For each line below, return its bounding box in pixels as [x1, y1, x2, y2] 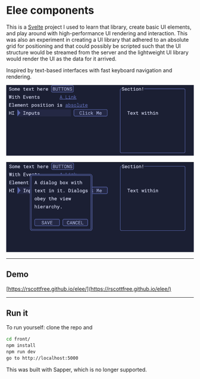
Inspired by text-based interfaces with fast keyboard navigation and [6, 66, 173, 74]
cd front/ [6, 336, 31, 343]
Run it [6, 308, 29, 318]
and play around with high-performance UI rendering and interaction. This [6, 29, 188, 36]
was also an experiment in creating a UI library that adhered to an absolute [6, 36, 189, 43]
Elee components [6, 4, 94, 17]
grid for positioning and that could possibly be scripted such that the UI [6, 42, 182, 50]
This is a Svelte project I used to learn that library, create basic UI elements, [6, 23, 192, 30]
